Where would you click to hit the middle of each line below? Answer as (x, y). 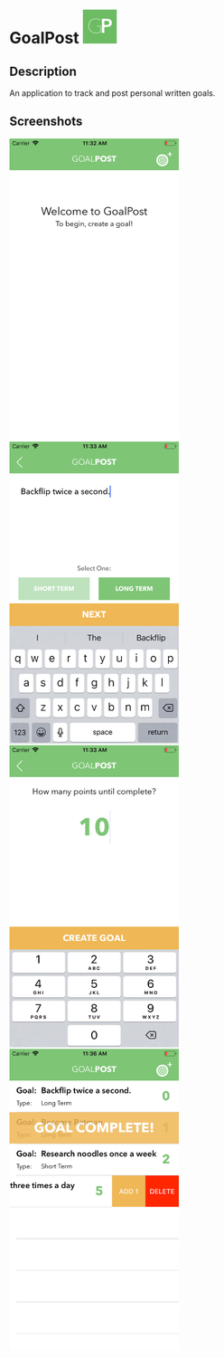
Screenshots (46, 122)
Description (43, 71)
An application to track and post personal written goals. (112, 93)
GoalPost (44, 38)
